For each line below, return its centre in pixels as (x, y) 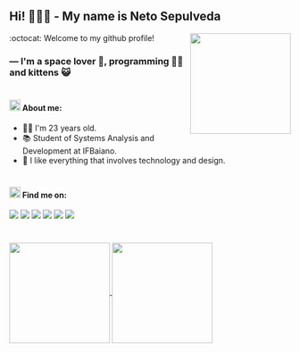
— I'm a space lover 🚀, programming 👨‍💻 (96, 61)
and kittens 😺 (40, 72)
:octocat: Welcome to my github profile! (82, 38)
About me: (42, 107)
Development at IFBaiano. (70, 151)
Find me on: (44, 195)
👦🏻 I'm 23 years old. (59, 128)
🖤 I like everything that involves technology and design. (124, 160)
